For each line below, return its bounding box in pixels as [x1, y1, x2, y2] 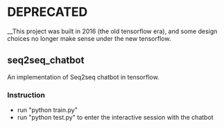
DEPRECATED [7, 4, 88, 20]
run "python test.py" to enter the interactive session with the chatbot [17, 113, 214, 122]
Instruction [7, 90, 46, 100]
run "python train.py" [17, 106, 78, 114]
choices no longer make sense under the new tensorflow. [7, 34, 171, 42]
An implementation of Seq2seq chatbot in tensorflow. [7, 73, 160, 81]
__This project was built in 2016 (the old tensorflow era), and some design [7, 27, 218, 35]
